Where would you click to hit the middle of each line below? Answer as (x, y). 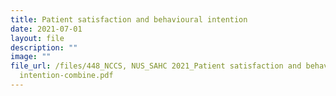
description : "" (44, 47)
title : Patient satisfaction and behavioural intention (129, 19)
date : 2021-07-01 (46, 29)
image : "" (31, 57)
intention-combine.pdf (66, 76)
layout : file (37, 38)
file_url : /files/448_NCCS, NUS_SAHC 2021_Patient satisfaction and (156, 66)
